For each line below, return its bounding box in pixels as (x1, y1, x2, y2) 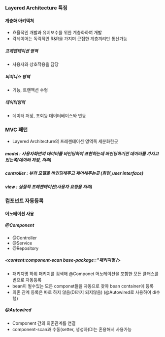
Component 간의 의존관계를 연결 (12, 320, 76, 326)
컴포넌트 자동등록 (5, 197, 44, 204)
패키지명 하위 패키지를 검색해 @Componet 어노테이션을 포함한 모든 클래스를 (12, 271, 159, 277)
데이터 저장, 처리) (18, 157, 52, 163)
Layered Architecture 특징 (5, 4, 68, 11)
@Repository (12, 245, 39, 251)
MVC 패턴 (5, 126, 28, 133)
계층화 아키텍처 (5, 17, 34, 23)
